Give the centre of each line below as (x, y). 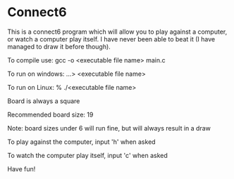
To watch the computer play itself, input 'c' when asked (87, 155)
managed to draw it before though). (59, 46)
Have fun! (21, 168)
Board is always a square (44, 101)
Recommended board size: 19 (50, 114)
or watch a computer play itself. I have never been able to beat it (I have (111, 39)
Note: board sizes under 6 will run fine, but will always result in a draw (109, 128)
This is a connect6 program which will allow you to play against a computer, (117, 32)
